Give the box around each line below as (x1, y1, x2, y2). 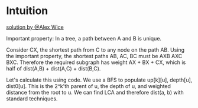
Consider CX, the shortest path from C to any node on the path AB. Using (6, 46, 185, 53)
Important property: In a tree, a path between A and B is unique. (6, 35, 161, 42)
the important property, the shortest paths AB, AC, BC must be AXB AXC (6, 52, 183, 59)
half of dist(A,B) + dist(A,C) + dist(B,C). (6, 65, 101, 72)
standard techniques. (6, 95, 58, 102)
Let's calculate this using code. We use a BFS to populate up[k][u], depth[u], (6, 76, 193, 83)
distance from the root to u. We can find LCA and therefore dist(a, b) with (6, 89, 184, 96)
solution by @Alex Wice (6, 23, 64, 31)
